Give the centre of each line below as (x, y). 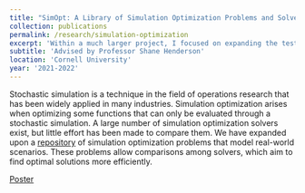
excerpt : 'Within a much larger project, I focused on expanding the (144, 43)
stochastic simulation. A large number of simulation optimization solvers (144, 122)
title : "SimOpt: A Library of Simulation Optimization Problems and (142, 18)
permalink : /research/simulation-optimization (99, 34)
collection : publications (58, 26)
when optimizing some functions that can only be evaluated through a (140, 113)
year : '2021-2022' (44, 69)
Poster (22, 179)
